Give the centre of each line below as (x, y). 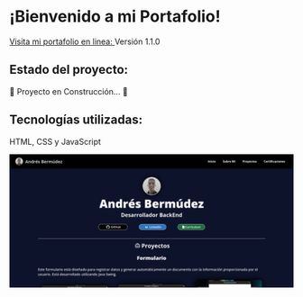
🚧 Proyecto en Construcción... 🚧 (69, 91)
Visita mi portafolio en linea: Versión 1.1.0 (85, 41)
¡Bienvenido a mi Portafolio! (115, 17)
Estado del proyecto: (69, 70)
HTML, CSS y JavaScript (55, 141)
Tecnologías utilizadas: (76, 120)
